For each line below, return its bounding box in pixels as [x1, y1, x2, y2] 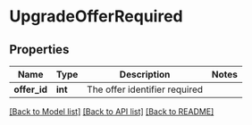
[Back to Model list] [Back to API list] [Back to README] [9, 106, 214, 117]
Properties [9, 42, 70, 57]
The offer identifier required [86, 83, 204, 96]
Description [119, 69, 171, 80]
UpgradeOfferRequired [9, 6, 183, 27]
